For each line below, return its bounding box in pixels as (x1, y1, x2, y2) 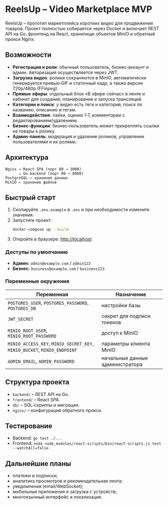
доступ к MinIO (101, 329, 138, 336)
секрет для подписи (101, 312, 151, 319)
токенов (101, 319, 121, 326)
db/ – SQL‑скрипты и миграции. (12, 402, 80, 408)
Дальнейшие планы (5, 459, 71, 468)
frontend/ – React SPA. (12, 397, 60, 403)
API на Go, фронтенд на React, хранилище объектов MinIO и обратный (5, 31, 155, 37)
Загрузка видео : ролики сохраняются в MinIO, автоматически (12, 74, 146, 81)
